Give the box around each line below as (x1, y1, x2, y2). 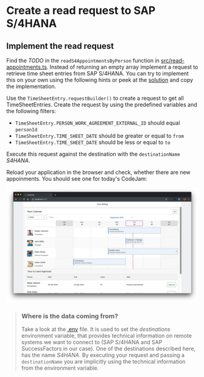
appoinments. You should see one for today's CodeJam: (6, 175, 147, 182)
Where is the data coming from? (21, 312, 119, 320)
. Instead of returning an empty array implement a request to (46, 63, 199, 71)
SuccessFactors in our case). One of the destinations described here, (21, 345, 196, 353)
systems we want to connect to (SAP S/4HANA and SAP (21, 339, 163, 346)
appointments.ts (6, 63, 47, 71)
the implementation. (6, 83, 57, 90)
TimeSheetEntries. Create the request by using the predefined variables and (6, 101, 198, 108)
